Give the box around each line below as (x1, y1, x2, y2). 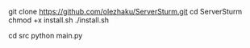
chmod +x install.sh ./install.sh (8, 15, 110, 25)
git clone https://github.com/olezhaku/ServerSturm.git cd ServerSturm (8, 7, 243, 16)
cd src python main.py (8, 31, 83, 40)
